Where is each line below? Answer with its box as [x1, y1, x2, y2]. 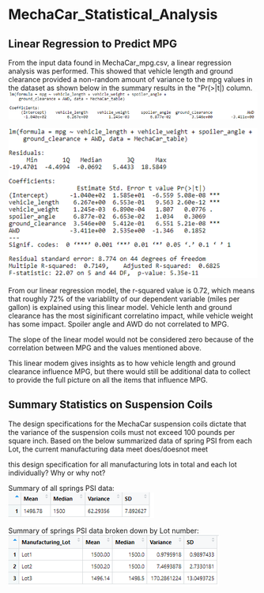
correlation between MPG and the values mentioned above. [8, 342, 202, 353]
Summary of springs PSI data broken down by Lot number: [8, 526, 199, 535]
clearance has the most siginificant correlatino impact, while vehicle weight [8, 311, 254, 320]
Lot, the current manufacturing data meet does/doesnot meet [8, 444, 208, 454]
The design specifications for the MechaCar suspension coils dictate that [8, 419, 247, 429]
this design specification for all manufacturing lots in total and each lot [8, 459, 237, 469]
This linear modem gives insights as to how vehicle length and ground [8, 358, 236, 368]
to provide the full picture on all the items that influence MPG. [8, 375, 208, 384]
